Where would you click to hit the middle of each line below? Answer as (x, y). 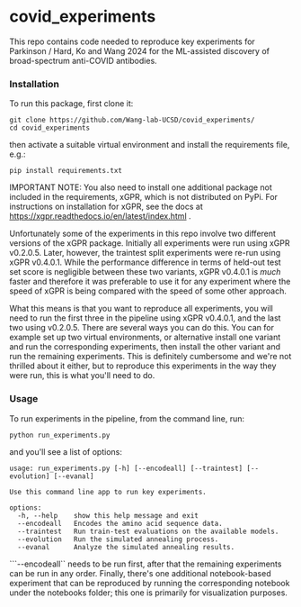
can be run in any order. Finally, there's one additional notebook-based (140, 573)
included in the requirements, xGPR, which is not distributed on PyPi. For (144, 197)
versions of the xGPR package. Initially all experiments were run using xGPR (150, 243)
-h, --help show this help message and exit (108, 515)
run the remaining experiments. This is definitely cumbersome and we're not (150, 357)
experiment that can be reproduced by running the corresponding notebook (150, 583)
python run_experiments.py (60, 435)
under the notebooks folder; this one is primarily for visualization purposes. (148, 593)
